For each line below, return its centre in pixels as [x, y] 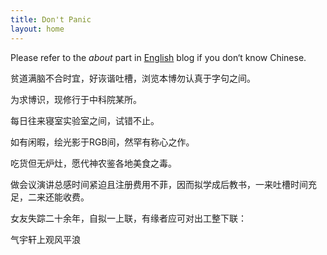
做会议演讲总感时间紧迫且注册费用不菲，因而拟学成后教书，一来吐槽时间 [159, 184]
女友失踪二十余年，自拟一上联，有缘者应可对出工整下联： [128, 218]
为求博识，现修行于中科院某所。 [76, 99]
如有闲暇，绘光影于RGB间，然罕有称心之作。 [102, 142]
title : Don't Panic [51, 19]
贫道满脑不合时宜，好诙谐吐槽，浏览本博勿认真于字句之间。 [133, 78]
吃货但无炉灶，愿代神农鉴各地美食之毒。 [93, 163]
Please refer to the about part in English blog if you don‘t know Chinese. [158, 57]
